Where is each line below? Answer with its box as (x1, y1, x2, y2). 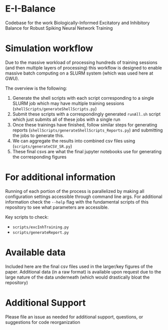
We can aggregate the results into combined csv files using (12, 138, 135, 144)
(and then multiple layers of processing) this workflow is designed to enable (5, 64, 162, 71)
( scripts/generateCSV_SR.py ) (12, 143, 72, 149)
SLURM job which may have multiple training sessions (12, 100, 124, 106)
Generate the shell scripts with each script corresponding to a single (12, 95, 154, 101)
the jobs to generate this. (12, 132, 64, 139)
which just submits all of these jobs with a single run (12, 116, 121, 122)
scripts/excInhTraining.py (12, 225, 69, 230)
